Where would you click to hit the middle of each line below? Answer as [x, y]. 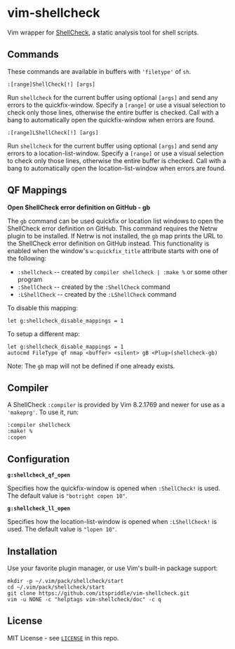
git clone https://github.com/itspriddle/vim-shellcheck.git [99, 593]
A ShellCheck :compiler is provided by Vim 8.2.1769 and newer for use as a [116, 405]
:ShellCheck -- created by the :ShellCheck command [94, 287]
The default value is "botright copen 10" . [67, 496]
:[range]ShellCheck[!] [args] [52, 84]
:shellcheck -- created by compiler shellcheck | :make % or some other [122, 271]
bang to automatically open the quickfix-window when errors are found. [111, 120]
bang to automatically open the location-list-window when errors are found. [117, 168]
